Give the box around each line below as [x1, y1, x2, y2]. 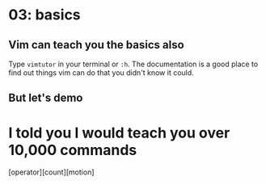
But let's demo [8, 91, 83, 105]
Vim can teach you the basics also [8, 38, 184, 52]
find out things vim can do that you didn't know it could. [8, 68, 194, 78]
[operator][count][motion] [8, 167, 95, 177]
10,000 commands [8, 141, 137, 159]
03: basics [8, 6, 81, 24]
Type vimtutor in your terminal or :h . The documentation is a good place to [8, 59, 259, 69]
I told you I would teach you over [8, 124, 230, 142]
